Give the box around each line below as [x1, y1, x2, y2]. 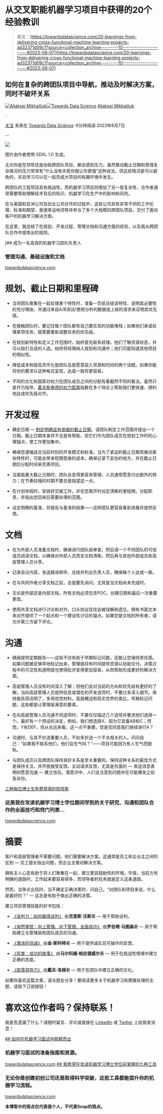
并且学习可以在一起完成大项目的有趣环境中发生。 [17, 174, 115, 180]
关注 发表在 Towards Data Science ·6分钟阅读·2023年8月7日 [5, 122, 125, 128]
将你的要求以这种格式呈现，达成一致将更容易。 [12, 368, 106, 374]
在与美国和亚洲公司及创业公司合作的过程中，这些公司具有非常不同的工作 [5, 201, 149, 206]
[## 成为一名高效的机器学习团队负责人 [5, 240, 81, 245]
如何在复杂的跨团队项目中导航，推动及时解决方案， [5, 81, 158, 89]
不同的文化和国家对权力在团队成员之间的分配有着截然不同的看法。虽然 [12, 378, 153, 384]
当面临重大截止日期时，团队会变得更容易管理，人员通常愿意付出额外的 [12, 471, 153, 477]
